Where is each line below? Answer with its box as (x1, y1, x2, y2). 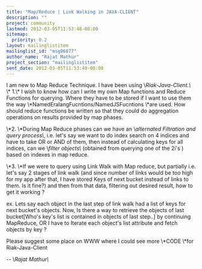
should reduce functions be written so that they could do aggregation (6, 107, 179, 115)
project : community (6, 20, 55, 26)
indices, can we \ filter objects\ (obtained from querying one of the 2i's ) (6, 144, 184, 152)
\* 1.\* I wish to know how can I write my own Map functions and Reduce (6, 88, 186, 96)
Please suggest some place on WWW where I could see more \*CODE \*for (6, 238, 194, 245)
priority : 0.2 (11, 37, 47, 43)
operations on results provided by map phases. (6, 114, 124, 121)
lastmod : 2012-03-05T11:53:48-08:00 (6, 25, 98, 32)
